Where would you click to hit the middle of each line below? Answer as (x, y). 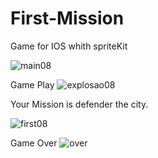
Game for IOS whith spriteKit (69, 46)
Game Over (34, 143)
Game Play (32, 84)
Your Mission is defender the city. (79, 104)
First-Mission (67, 18)
